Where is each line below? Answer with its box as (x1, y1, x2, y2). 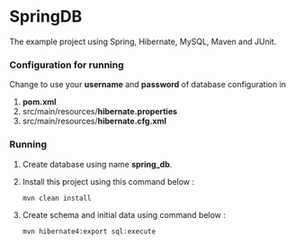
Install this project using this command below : (22, 176, 195, 186)
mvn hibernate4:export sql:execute (22, 227, 156, 236)
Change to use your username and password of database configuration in (9, 79, 286, 90)
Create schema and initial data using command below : (22, 209, 227, 220)
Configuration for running (9, 59, 124, 71)
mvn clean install (22, 194, 92, 203)
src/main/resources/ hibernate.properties (22, 106, 178, 117)
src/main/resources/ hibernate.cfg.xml (22, 115, 167, 127)
